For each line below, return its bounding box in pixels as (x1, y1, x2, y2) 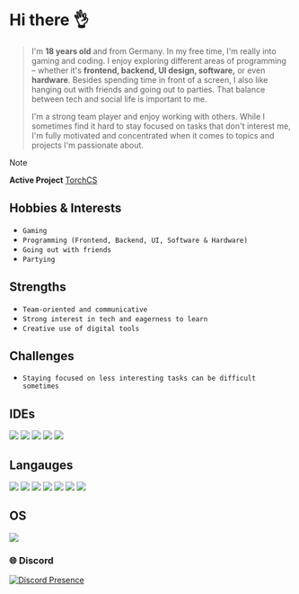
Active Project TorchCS (9, 175, 98, 185)
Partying (22, 255, 56, 264)
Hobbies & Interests (9, 201, 122, 216)
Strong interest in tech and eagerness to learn (22, 314, 208, 323)
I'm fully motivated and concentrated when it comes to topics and (31, 130, 275, 140)
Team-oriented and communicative (22, 305, 148, 314)
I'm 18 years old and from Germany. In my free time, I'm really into (31, 45, 277, 57)
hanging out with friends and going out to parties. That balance (31, 84, 266, 94)
